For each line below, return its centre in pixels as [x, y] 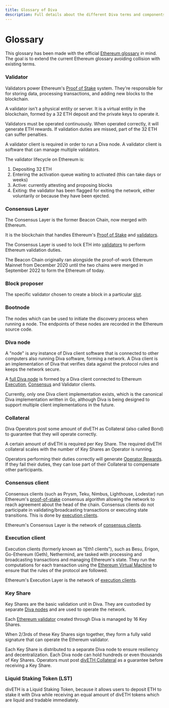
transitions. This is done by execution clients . [52, 515]
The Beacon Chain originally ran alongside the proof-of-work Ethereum [79, 260]
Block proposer [24, 284]
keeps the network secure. [33, 369]
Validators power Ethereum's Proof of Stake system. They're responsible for [84, 88]
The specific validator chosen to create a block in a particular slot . [74, 295]
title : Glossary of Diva [31, 10]
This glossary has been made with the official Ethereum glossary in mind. [81, 53]
